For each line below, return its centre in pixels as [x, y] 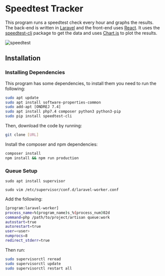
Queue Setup [21, 171]
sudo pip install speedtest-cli [39, 116]
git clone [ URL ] [22, 135]
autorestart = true [23, 227]
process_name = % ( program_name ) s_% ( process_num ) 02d [58, 213]
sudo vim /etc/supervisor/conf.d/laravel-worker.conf [62, 189]
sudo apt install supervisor [35, 181]
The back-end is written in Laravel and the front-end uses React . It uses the [82, 27]
